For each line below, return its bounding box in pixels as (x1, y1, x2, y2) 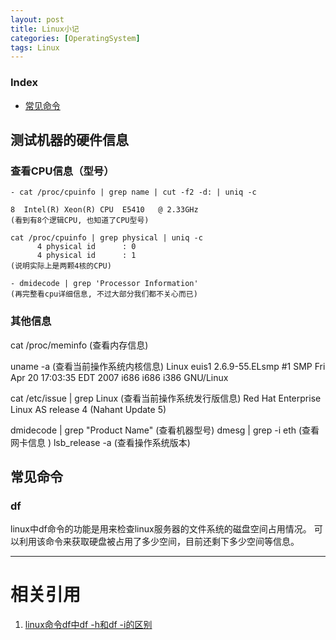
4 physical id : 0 (36, 242, 137, 252)
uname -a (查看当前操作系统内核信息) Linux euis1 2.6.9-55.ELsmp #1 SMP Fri (10, 360, 326, 372)
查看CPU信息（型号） (10, 164, 115, 178)
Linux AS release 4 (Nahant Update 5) (10, 403, 167, 415)
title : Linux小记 (10, 24, 80, 34)
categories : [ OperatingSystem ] (10, 33, 141, 43)
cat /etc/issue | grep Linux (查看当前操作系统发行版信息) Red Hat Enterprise (10, 392, 322, 404)
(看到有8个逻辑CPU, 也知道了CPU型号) (10, 216, 150, 226)
